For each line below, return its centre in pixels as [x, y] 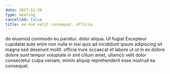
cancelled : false [24, 19]
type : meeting [20, 15]
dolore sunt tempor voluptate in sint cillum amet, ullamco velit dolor [76, 55]
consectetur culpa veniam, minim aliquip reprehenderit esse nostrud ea [80, 60]
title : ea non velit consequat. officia [49, 24]
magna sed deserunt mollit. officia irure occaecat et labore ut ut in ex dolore [85, 50]
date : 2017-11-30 [24, 10]
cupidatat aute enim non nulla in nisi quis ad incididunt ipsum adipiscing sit [84, 44]
